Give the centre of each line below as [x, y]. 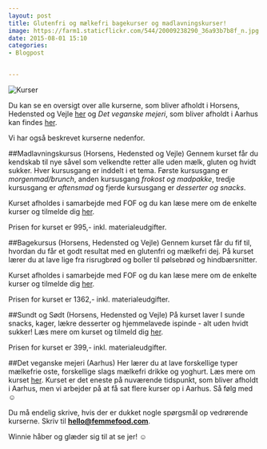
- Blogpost [26, 53]
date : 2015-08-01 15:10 [48, 38]
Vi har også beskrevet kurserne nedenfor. [77, 138]
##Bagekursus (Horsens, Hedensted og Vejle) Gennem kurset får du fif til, [130, 243]
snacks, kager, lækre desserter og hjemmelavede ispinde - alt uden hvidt [129, 323]
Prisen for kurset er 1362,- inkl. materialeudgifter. [89, 299]
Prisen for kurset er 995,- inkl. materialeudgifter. [88, 227]
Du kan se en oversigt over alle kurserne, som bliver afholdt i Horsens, [124, 105]
